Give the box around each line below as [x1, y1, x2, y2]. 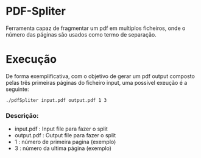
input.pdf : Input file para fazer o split [14, 125, 108, 132]
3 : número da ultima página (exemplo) [14, 145, 112, 152]
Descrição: [5, 111, 39, 120]
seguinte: [5, 85, 29, 93]
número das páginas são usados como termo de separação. [5, 31, 157, 38]
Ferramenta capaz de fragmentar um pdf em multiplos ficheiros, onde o [5, 24, 186, 32]
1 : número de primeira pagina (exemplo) [14, 138, 116, 146]
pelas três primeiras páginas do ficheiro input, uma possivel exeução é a [5, 79, 188, 86]
